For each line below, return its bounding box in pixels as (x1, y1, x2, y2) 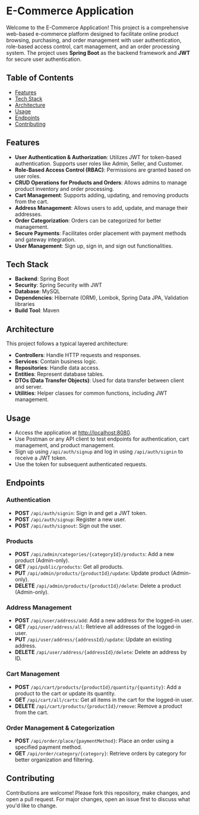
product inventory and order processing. (14, 185, 115, 192)
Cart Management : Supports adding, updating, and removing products (14, 191, 189, 199)
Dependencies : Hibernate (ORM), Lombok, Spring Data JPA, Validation (14, 294, 189, 302)
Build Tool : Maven (14, 307, 60, 314)
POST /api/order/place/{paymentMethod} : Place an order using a (14, 737, 174, 744)
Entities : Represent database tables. (14, 371, 105, 378)
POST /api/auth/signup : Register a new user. (14, 516, 127, 523)
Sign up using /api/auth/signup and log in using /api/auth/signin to (14, 448, 183, 455)
